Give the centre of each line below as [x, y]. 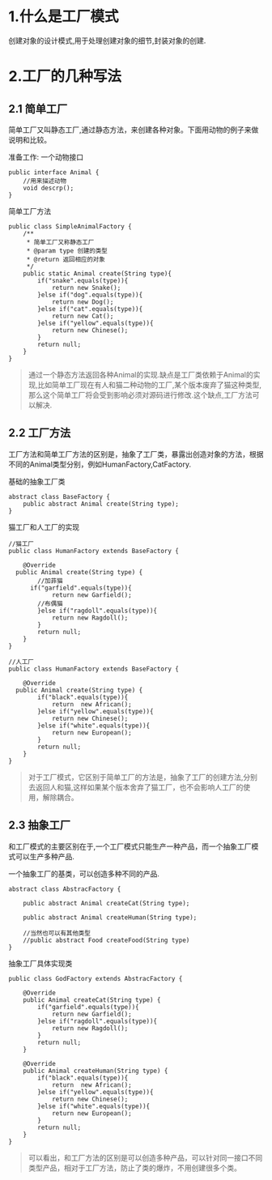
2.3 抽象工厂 [40, 826]
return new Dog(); [83, 302]
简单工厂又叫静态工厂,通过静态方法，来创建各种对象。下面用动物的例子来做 [134, 130]
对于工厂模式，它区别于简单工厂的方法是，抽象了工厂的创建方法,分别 [142, 777]
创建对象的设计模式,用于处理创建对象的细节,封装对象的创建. [107, 40]
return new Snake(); [86, 288]
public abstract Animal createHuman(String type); [110, 917]
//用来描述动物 [45, 181]
